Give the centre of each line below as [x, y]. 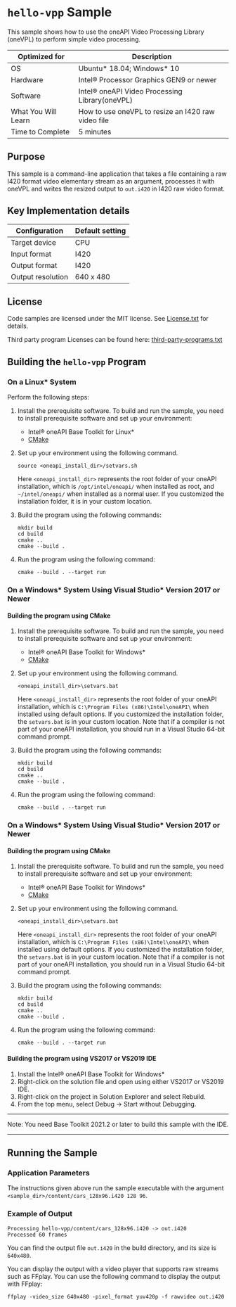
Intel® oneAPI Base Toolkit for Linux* [81, 432]
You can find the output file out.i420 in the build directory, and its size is [112, 1248]
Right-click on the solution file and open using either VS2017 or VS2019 [121, 1081]
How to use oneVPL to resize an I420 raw [147, 111]
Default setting [100, 231]
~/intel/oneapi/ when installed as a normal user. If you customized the [121, 494]
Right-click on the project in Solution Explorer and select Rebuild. [111, 1096]
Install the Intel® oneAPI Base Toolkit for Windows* [91, 1074]
